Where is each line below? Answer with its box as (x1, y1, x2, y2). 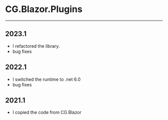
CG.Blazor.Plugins (5, 4, 82, 15)
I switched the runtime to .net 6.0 (12, 76, 81, 82)
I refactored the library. (12, 43, 60, 49)
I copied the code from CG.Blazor (12, 109, 81, 115)
